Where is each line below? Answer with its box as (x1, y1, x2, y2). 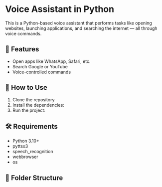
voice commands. (5, 30, 42, 36)
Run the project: (12, 107, 46, 113)
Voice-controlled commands (12, 69, 71, 75)
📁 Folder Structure (5, 174, 63, 182)
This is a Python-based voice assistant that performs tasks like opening (5, 20, 152, 26)
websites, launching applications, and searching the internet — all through (5, 25, 158, 31)
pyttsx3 (12, 143, 28, 149)
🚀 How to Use (5, 83, 47, 92)
